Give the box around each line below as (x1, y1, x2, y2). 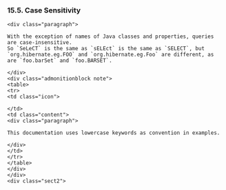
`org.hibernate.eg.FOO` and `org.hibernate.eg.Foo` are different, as (7, 51, 214, 59)
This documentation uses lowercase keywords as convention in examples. (7, 129, 220, 136)
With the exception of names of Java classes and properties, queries (7, 33, 214, 40)
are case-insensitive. (7, 39, 72, 46)
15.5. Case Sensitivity (7, 6, 81, 15)
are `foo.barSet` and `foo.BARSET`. (7, 57, 112, 64)
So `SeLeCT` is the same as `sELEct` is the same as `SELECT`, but (7, 45, 205, 52)
